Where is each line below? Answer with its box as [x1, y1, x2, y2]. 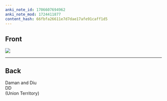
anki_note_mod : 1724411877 [5, 12, 61, 17]
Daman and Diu [5, 80, 37, 86]
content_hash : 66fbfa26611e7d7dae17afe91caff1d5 [5, 16, 108, 21]
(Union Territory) [5, 90, 40, 96]
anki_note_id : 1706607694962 [5, 7, 66, 12]
